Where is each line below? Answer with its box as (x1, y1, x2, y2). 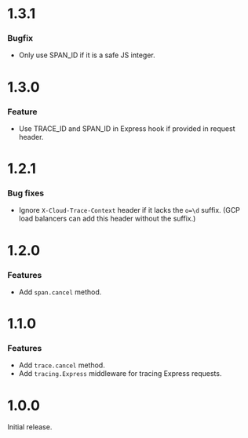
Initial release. (7, 422, 53, 432)
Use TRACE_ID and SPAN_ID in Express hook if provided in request (18, 123, 235, 133)
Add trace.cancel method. (18, 360, 105, 370)
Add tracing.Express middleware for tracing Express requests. (18, 369, 222, 378)
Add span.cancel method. (18, 287, 102, 297)
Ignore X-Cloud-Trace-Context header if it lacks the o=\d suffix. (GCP (18, 206, 241, 215)
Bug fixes (7, 188, 45, 199)
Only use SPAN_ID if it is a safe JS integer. (18, 50, 155, 60)
